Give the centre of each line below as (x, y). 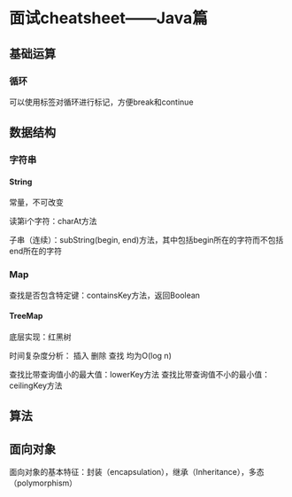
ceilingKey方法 (36, 385)
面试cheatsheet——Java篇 (108, 18)
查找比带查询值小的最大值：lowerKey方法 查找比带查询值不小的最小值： (139, 374)
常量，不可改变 (36, 202)
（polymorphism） (43, 483)
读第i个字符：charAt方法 (53, 221)
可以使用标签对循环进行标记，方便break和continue (101, 102)
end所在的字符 (36, 251)
